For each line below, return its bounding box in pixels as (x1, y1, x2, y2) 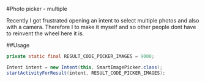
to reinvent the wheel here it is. (6, 30, 84, 37)
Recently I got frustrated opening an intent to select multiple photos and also (6, 17, 199, 24)
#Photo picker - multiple (6, 5, 67, 12)
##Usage (6, 42, 30, 49)
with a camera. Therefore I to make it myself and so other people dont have (6, 24, 196, 30)
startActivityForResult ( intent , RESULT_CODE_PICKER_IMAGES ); (6, 70, 166, 76)
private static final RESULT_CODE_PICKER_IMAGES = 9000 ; (6, 53, 155, 60)
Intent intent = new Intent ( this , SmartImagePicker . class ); (6, 64, 163, 70)
